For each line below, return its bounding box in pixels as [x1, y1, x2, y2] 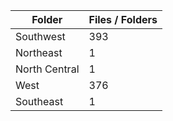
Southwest [15, 30, 66, 43]
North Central [15, 62, 80, 76]
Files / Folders [88, 13, 158, 26]
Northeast [15, 46, 63, 59]
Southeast [15, 95, 64, 108]
